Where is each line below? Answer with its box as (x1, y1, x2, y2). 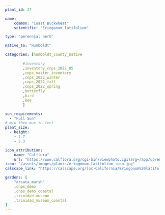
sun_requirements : (5, 111, 43, 116)
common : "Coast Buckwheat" (14, 21, 69, 26)
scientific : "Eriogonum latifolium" (14, 25, 89, 30)
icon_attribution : (5, 147, 43, 153)
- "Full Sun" (9, 116, 36, 121)
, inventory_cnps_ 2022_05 (23, 66, 74, 71)
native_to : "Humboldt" (5, 43, 52, 48)
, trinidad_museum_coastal (14, 198, 67, 203)
